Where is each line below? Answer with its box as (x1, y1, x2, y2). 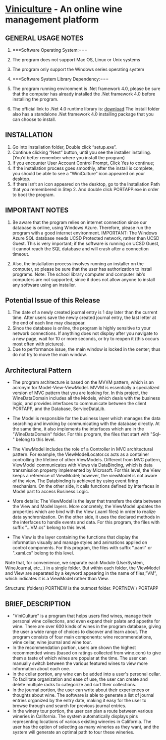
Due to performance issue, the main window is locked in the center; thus (12, 346, 161, 352)
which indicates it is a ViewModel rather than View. (5, 576, 109, 582)
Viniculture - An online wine (5, 3, 122, 15)
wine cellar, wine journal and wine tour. (12, 639, 92, 645)
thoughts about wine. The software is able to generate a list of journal (12, 692, 155, 698)
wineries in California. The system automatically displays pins (12, 713, 138, 720)
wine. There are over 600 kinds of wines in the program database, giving (12, 624, 162, 630)
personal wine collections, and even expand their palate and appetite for (12, 618, 160, 624)
